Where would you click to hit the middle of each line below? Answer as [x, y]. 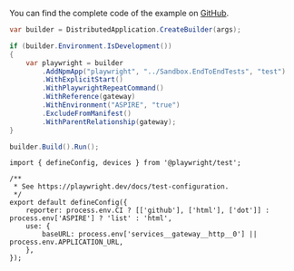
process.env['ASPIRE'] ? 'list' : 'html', [91, 218]
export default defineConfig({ [69, 203]
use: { [38, 227]
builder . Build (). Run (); [54, 147]
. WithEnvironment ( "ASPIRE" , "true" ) [111, 105]
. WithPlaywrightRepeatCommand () [103, 88]
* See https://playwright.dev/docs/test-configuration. [121, 187]
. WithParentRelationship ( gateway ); [109, 121]
